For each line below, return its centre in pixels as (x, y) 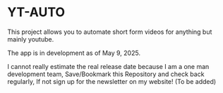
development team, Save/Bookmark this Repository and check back (106, 74)
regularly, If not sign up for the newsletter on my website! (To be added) (112, 81)
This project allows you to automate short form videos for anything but (110, 32)
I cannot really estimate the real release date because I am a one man (108, 66)
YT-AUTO (36, 12)
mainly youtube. (31, 39)
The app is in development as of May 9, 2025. (74, 53)
